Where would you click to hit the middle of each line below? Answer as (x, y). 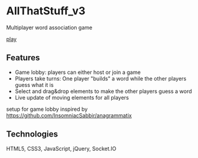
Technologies (32, 134)
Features (23, 58)
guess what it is (34, 85)
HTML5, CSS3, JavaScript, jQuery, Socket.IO (61, 148)
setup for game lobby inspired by (47, 109)
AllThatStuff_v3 (46, 11)
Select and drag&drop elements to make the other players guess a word (103, 91)
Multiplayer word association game (49, 27)
